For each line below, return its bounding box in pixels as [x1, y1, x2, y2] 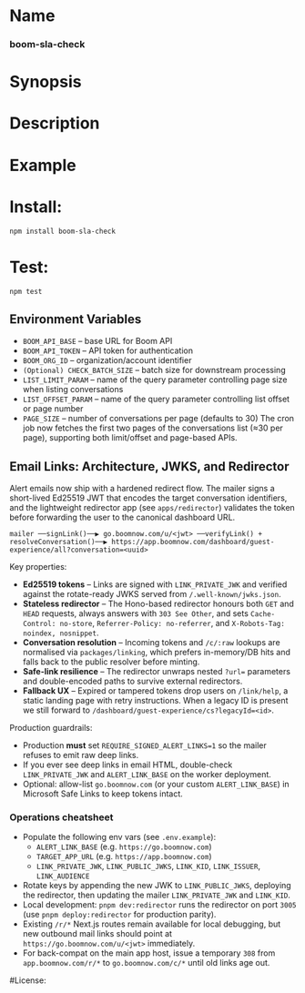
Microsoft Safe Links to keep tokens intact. [22, 788, 184, 799]
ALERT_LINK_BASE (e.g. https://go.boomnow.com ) [36, 841, 212, 852]
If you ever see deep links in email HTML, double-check [22, 759, 233, 770]
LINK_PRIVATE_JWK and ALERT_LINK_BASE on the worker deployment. [22, 769, 271, 780]
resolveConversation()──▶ [9, 538, 107, 547]
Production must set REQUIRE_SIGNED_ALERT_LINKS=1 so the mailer [22, 740, 267, 751]
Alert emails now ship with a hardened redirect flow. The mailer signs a [9, 483, 275, 494]
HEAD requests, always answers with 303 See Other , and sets [22, 608, 249, 619]
